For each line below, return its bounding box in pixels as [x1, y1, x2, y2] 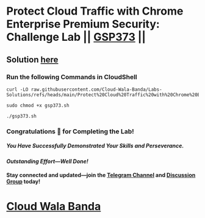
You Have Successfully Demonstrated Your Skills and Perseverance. [6, 142, 184, 150]
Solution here [6, 54, 59, 65]
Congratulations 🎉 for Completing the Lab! [6, 127, 134, 135]
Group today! [6, 178, 41, 185]
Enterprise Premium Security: [6, 17, 160, 31]
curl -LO [6, 86, 29, 93]
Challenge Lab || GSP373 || [6, 30, 146, 44]
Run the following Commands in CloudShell [6, 72, 137, 81]
